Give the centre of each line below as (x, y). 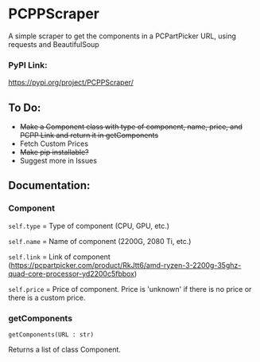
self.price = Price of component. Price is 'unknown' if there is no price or (130, 289)
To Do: (25, 107)
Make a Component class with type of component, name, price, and (131, 127)
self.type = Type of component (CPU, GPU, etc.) (89, 226)
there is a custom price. (47, 297)
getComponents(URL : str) (51, 335)
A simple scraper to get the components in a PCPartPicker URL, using (122, 36)
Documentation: (49, 185)
